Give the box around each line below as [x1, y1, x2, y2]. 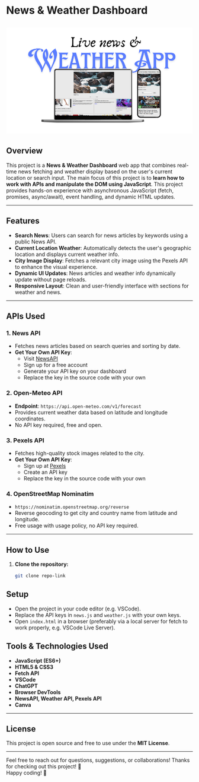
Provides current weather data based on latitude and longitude [14, 409, 168, 416]
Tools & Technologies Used [6, 641, 108, 651]
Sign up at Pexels [23, 462, 66, 469]
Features [6, 216, 40, 226]
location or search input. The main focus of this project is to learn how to [6, 174, 185, 181]
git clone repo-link [14, 573, 66, 579]
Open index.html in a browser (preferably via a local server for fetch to [14, 618, 188, 625]
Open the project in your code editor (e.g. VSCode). [14, 605, 141, 612]
